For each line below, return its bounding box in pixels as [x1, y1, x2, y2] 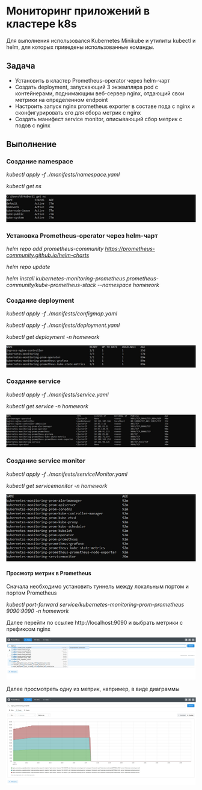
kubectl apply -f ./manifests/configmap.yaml [6, 310, 118, 317]
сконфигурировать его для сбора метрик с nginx [14, 109, 141, 116]
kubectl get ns [6, 183, 42, 190]
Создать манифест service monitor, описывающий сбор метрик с [14, 115, 182, 122]
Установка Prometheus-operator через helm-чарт [6, 231, 158, 239]
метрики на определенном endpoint [14, 96, 108, 103]
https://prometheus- [105, 245, 155, 253]
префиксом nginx [6, 625, 51, 633]
